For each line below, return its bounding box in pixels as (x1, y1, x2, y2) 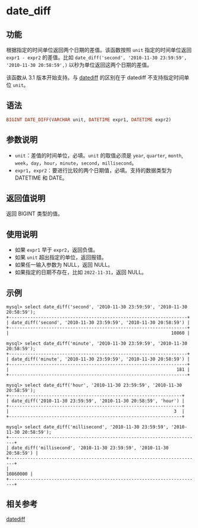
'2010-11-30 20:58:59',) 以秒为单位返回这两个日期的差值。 (6, 61, 153, 68)
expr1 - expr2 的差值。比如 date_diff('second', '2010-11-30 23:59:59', (6, 54, 187, 61)
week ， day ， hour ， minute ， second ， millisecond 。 (14, 159, 137, 166)
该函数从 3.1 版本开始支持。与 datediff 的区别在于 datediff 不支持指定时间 (6, 74, 184, 81)
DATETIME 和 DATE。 (14, 174, 68, 181)
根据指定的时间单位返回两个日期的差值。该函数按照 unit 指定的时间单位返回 (6, 47, 192, 53)
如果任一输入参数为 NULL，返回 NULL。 (14, 261, 114, 268)
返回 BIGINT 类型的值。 (6, 210, 64, 217)
